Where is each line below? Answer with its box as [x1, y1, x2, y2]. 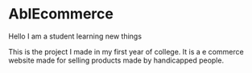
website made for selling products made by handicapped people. [8, 55, 224, 65]
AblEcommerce [8, 5, 114, 23]
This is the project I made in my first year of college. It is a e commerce [8, 47, 244, 56]
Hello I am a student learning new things [8, 31, 143, 41]
